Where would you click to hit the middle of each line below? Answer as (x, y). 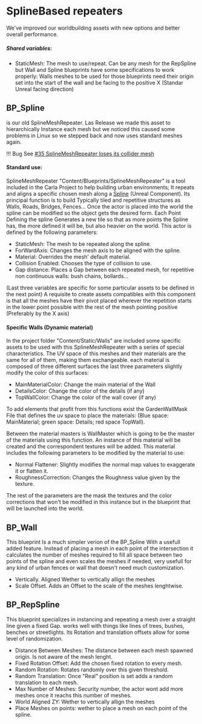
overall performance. (32, 34)
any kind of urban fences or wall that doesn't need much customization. (96, 567)
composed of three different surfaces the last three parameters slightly (94, 366)
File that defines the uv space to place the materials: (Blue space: (87, 416)
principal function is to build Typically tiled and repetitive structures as (93, 200)
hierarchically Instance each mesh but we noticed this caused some (91, 129)
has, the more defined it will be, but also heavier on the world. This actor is (99, 225)
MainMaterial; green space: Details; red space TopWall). (76, 422)
